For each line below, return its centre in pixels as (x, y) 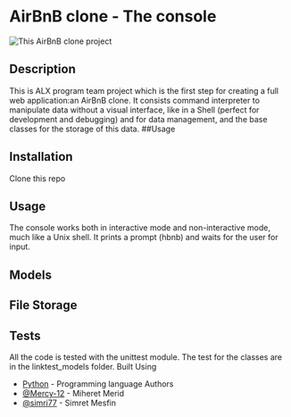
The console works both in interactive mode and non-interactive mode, (140, 228)
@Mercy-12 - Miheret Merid (73, 393)
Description (42, 69)
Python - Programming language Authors (98, 384)
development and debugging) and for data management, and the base (138, 119)
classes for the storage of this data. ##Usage (92, 129)
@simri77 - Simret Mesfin (69, 403)
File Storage (43, 305)
